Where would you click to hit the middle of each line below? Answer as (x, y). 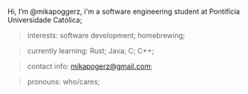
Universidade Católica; (45, 20)
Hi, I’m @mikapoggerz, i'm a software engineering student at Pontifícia (124, 12)
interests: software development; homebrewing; (106, 35)
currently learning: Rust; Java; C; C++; (90, 51)
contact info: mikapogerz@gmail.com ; (90, 66)
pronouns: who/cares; (64, 82)
